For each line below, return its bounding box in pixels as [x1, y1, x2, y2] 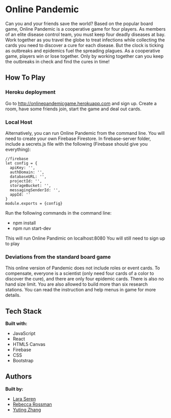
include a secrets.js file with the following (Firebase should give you [5, 141, 148, 147]
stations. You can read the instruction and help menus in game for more [5, 287, 156, 293]
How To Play [5, 73, 46, 82]
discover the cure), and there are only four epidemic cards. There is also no [5, 276, 164, 282]
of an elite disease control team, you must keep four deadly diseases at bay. [5, 31, 166, 37]
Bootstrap [12, 358, 34, 364]
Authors [5, 372, 32, 381]
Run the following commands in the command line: [5, 210, 112, 216]
